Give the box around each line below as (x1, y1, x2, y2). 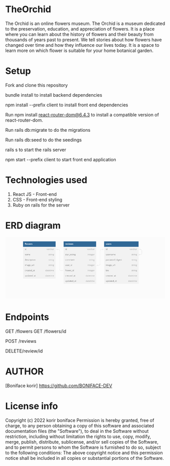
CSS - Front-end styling (12, 196, 62, 202)
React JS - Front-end (12, 191, 57, 197)
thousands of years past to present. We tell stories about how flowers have (5, 37, 162, 43)
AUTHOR (5, 365, 44, 377)
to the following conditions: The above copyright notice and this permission (5, 449, 163, 456)
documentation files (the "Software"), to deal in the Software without (5, 428, 149, 434)
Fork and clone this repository (5, 82, 68, 88)
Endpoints (5, 311, 49, 323)
